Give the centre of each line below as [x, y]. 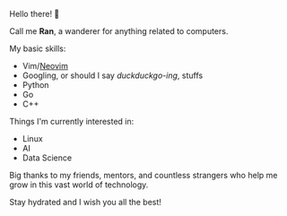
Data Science [47, 158]
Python [35, 85]
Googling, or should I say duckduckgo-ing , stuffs [113, 75]
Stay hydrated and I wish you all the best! [85, 202]
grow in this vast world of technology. [79, 185]
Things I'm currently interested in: [72, 121]
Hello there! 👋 [35, 14]
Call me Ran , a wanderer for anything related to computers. [119, 31]
